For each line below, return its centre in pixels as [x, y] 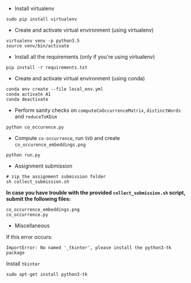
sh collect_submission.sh [37, 182]
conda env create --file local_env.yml [55, 89]
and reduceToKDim [36, 116]
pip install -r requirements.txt [47, 67]
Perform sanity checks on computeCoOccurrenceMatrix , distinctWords [98, 110]
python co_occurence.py [35, 127]
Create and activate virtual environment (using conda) [80, 78]
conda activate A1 [28, 94]
